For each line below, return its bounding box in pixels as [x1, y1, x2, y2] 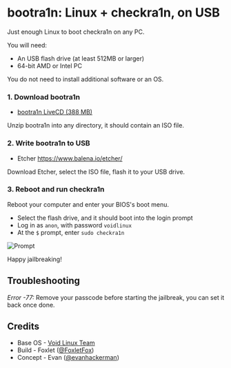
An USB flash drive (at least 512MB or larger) [17, 54, 145, 63]
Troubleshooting [7, 275, 81, 287]
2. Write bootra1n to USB [7, 139, 91, 148]
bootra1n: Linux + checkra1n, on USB [7, 5, 221, 21]
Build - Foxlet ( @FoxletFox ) [17, 346, 94, 354]
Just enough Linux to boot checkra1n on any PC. [7, 28, 145, 36]
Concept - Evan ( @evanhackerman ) [17, 354, 119, 362]
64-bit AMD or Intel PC [17, 61, 83, 70]
